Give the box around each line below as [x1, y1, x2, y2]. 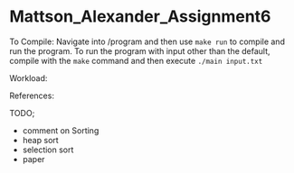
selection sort [22, 144, 74, 155]
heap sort [22, 134, 59, 145]
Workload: [9, 72, 48, 83]
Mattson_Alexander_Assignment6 [9, 6, 271, 27]
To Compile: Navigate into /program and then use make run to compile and [9, 36, 285, 47]
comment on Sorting [22, 124, 100, 136]
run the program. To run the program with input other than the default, [9, 45, 270, 56]
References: [9, 90, 54, 101]
